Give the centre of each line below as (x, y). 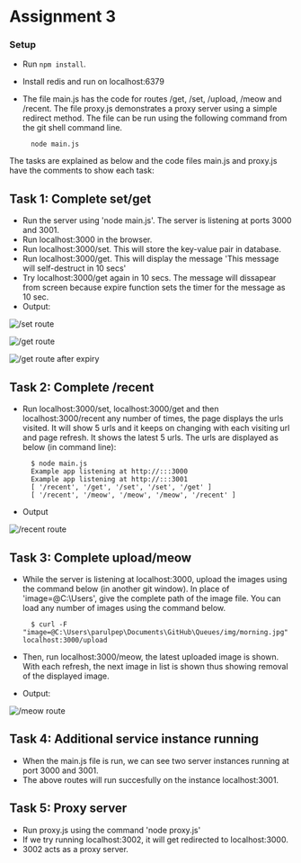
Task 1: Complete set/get (80, 198)
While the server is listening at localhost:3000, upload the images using (155, 579)
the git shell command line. (72, 128)
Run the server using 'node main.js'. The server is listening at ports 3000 (157, 220)
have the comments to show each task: (82, 171)
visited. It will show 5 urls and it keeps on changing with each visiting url (156, 428)
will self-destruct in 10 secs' (74, 268)
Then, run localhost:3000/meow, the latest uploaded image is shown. (150, 656)
